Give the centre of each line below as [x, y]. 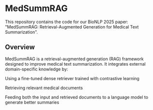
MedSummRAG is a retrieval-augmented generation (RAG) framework [74, 59]
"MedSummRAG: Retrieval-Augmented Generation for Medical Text [72, 27]
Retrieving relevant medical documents [44, 88]
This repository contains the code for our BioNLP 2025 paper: [67, 22]
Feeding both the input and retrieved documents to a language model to [77, 97]
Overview [20, 47]
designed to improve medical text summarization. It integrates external [76, 64]
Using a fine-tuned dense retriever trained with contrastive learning [72, 78]
